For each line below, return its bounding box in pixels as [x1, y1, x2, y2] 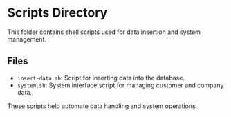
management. [7, 35, 47, 43]
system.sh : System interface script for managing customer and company [17, 81, 224, 89]
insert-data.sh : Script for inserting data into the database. [17, 73, 185, 82]
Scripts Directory [7, 5, 108, 21]
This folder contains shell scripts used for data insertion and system [7, 28, 201, 36]
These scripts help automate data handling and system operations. [7, 102, 198, 110]
